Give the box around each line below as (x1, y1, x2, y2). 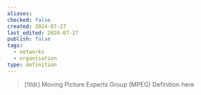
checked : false (7, 17, 51, 23)
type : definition (7, 61, 57, 68)
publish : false (7, 36, 51, 43)
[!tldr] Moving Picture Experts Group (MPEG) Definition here (23, 80, 195, 88)
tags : (7, 42, 23, 49)
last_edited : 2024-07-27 (7, 29, 79, 36)
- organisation (13, 55, 57, 62)
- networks (13, 49, 45, 56)
